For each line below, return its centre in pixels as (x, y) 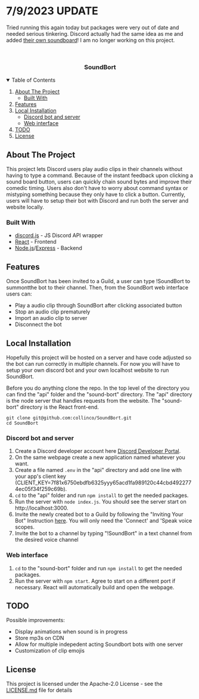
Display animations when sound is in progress (71, 632)
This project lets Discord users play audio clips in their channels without (94, 169)
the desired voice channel (46, 540)
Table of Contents (33, 80)
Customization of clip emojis (50, 651)
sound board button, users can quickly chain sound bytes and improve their (99, 182)
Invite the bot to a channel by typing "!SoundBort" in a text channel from (103, 533)
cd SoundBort (22, 423)
